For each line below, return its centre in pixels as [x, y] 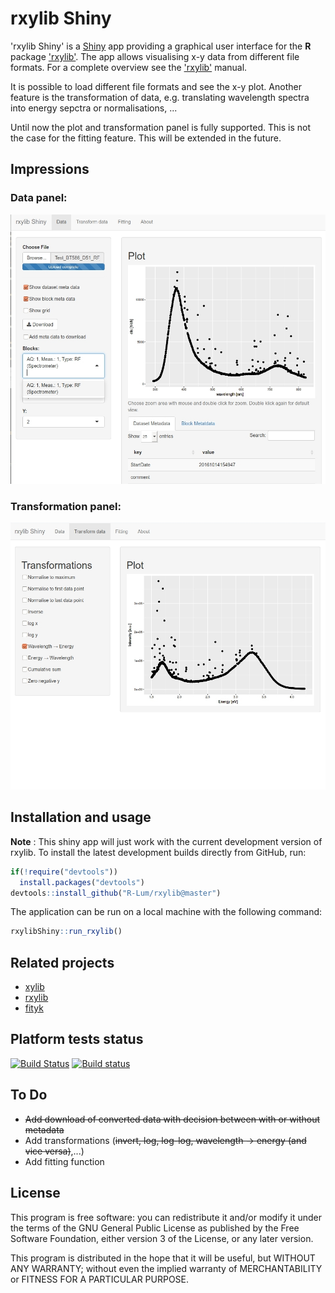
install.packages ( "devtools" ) [82, 882]
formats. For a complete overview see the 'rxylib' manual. [129, 67]
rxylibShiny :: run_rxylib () [66, 932]
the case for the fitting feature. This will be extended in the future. [146, 138]
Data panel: [39, 198]
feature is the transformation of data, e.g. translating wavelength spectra [160, 97]
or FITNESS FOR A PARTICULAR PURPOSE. [100, 1279]
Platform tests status [77, 1039]
